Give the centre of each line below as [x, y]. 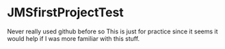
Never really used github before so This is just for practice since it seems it [112, 31]
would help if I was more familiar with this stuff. [74, 38]
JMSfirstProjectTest [66, 13]
